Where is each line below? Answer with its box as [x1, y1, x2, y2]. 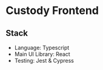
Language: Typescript [14, 44, 70, 51]
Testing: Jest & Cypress [14, 57, 74, 64]
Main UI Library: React [14, 51, 70, 58]
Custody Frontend [5, 4, 99, 18]
